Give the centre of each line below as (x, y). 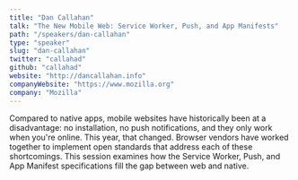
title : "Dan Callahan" (52, 17)
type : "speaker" (39, 43)
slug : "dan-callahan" (50, 51)
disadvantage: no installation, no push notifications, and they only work (141, 127)
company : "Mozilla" (46, 92)
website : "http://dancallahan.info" (78, 76)
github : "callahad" (46, 68)
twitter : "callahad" (48, 59)
